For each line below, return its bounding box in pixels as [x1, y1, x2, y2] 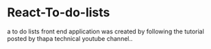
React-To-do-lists [7, 5, 110, 20]
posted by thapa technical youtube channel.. [7, 34, 133, 42]
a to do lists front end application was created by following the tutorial [7, 27, 204, 35]
